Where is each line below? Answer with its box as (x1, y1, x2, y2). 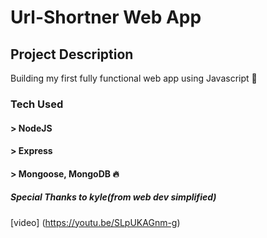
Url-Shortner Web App (10, 6, 202, 29)
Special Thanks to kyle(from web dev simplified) (10, 191, 217, 203)
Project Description (10, 46, 134, 63)
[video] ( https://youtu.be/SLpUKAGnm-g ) (10, 216, 181, 228)
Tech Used (10, 97, 64, 111)
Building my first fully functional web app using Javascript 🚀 (10, 72, 258, 84)
